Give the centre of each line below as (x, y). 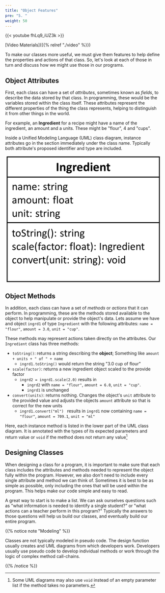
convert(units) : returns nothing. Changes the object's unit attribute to (84, 395)
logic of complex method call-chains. (42, 556)
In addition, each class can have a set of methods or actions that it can (77, 308)
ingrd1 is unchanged (48, 390)
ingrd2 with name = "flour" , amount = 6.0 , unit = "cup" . (84, 385)
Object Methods (30, 296)
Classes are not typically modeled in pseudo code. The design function (77, 540)
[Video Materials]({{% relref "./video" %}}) (48, 45)
